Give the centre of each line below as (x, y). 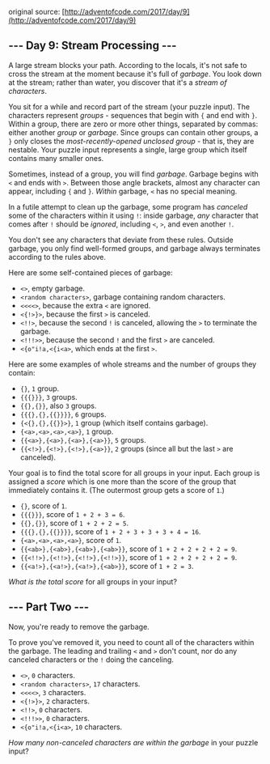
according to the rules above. (57, 257)
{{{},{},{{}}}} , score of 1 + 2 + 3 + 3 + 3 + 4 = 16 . (110, 531)
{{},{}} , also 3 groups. (58, 405)
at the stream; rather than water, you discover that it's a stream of (118, 82)
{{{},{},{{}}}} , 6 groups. (63, 414)
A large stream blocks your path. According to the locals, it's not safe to (128, 65)
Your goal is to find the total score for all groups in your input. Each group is (134, 473)
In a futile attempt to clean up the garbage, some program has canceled (128, 206)
